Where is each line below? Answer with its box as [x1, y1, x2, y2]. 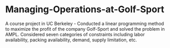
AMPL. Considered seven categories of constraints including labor [5, 31, 145, 37]
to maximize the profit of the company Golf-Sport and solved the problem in [5, 26, 165, 32]
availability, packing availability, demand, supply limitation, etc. [5, 37, 137, 43]
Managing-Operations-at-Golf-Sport [5, 4, 164, 15]
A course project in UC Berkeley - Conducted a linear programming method [5, 20, 164, 27]
